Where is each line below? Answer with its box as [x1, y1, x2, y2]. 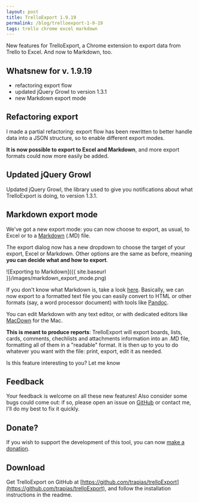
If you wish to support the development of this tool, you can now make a [6, 439, 185, 446]
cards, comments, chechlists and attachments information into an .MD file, [6, 335, 190, 342]
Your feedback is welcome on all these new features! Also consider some [6, 392, 188, 400]
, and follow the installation [104, 484, 171, 492]
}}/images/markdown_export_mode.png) [6, 274, 107, 281]
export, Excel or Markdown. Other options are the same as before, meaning [6, 250, 192, 257]
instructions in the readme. [6, 491, 73, 498]
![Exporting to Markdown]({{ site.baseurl [6, 268, 106, 275]
